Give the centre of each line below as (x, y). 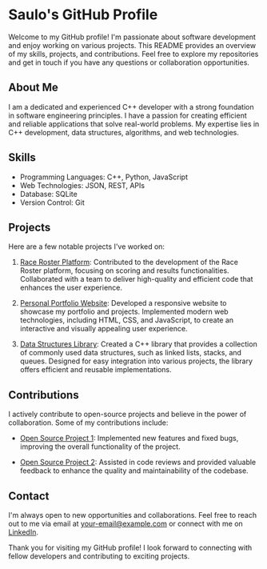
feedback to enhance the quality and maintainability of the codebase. (134, 471)
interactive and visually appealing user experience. (104, 329)
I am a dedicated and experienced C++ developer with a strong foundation (131, 106)
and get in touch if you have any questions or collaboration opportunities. (129, 62)
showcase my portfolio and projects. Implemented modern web (124, 312)
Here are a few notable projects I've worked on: (87, 246)
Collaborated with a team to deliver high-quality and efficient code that (136, 279)
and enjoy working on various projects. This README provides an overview (132, 45)
